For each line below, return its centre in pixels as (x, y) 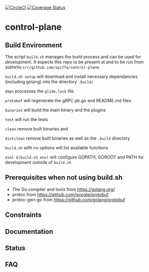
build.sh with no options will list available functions (57, 148)
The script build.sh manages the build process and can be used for (73, 57)
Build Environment (34, 45)
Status (15, 248)
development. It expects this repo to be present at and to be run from (74, 62)
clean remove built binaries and (37, 129)
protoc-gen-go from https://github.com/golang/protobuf (69, 199)
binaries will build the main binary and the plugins (56, 110)
